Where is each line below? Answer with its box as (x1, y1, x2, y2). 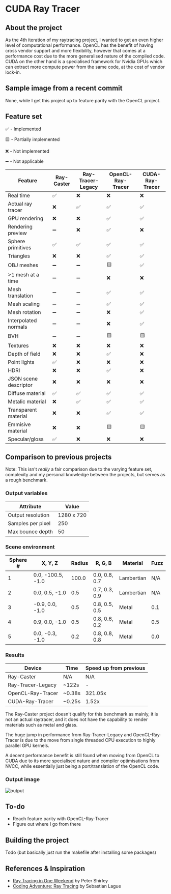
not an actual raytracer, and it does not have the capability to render (5, 716, 148, 723)
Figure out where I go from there (12, 821, 81, 827)
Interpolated (8, 316, 37, 324)
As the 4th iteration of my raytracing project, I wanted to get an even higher (5, 37, 164, 43)
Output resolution (8, 511, 50, 518)
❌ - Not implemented (5, 148, 50, 154)
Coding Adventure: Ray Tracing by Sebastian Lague (12, 883, 121, 889)
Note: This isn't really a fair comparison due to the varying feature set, (5, 466, 153, 472)
